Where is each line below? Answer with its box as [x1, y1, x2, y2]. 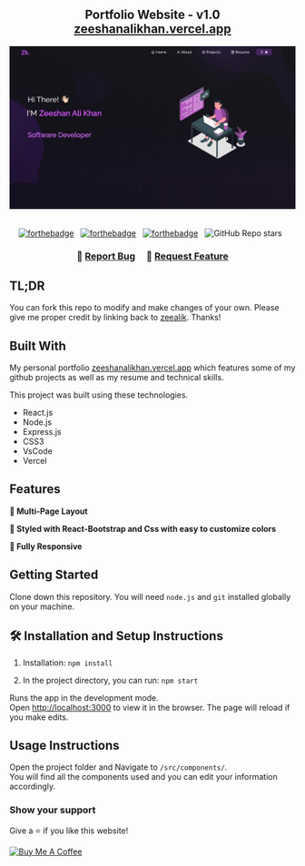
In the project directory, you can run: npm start [22, 674, 199, 685]
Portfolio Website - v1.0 [84, 7, 221, 23]
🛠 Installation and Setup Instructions [9, 628, 224, 644]
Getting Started [9, 567, 99, 583]
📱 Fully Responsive [9, 540, 83, 552]
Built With [9, 338, 66, 353]
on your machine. [9, 601, 75, 612]
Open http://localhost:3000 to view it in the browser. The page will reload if [9, 702, 290, 713]
